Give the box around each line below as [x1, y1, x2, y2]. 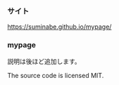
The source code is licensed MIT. [7, 71, 104, 79]
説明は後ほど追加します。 [7, 57, 81, 65]
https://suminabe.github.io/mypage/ [7, 22, 112, 31]
